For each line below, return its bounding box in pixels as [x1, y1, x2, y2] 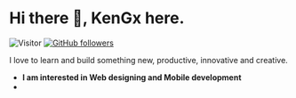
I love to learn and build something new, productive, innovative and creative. [9, 54, 289, 65]
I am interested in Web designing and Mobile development [21, 71, 242, 83]
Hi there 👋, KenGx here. [9, 8, 185, 29]
